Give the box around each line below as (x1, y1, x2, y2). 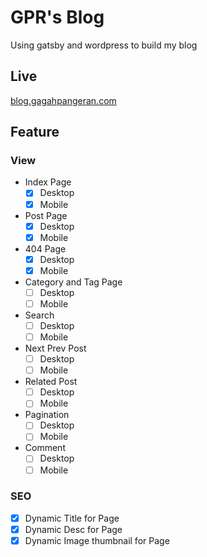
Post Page (24, 209, 68, 221)
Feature (10, 124, 60, 141)
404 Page (24, 242, 67, 255)
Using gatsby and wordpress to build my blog (10, 39, 198, 51)
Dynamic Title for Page (24, 512, 120, 524)
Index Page (24, 176, 72, 188)
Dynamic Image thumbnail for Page (24, 534, 170, 546)
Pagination (24, 409, 70, 421)
